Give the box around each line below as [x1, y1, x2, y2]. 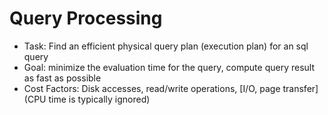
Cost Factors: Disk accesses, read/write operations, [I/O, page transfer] [23, 82, 319, 94]
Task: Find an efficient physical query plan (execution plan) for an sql [23, 40, 309, 52]
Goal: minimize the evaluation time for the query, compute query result [23, 61, 315, 73]
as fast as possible [23, 72, 102, 84]
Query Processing [9, 7, 163, 30]
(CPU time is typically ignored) [23, 93, 151, 105]
